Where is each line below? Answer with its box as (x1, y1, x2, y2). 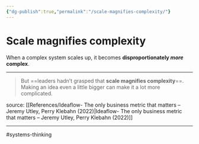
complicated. (20, 89, 53, 97)
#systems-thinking (6, 131, 52, 138)
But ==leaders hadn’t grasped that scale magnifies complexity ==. (20, 77, 184, 84)
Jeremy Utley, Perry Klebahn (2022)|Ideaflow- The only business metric (6, 107, 182, 114)
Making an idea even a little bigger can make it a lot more (20, 84, 161, 91)
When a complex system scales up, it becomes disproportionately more (6, 54, 184, 61)
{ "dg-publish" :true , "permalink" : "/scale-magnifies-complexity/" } (6, 8, 171, 15)
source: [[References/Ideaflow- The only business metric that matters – (6, 101, 181, 108)
